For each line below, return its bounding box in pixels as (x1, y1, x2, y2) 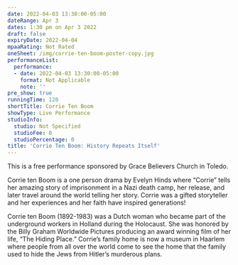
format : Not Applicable (20, 76, 91, 84)
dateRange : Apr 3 (7, 17, 59, 24)
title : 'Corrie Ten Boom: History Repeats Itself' (7, 143, 161, 150)
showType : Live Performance (7, 109, 91, 117)
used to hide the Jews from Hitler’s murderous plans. (7, 250, 163, 259)
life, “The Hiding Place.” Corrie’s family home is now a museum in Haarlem (7, 235, 225, 244)
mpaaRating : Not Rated (7, 43, 75, 50)
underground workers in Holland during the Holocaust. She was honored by (7, 220, 229, 228)
